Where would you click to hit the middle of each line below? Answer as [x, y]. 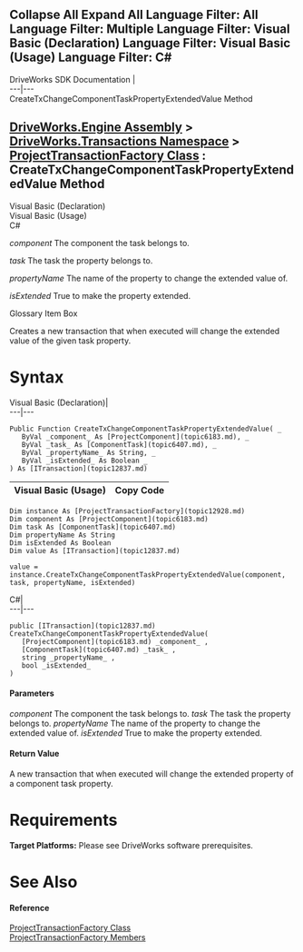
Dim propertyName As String [63, 535]
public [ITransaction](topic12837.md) [83, 626]
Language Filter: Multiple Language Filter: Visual [150, 30]
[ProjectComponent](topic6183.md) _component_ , [115, 641]
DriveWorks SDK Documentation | [73, 79]
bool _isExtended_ [56, 665]
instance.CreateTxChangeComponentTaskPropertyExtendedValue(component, [147, 575]
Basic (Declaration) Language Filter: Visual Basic [150, 43]
